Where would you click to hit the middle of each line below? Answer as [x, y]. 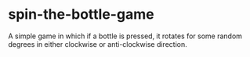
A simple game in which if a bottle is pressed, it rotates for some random [125, 36]
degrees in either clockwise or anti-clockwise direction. [98, 44]
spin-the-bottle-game [81, 14]
